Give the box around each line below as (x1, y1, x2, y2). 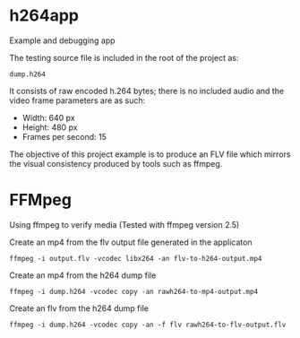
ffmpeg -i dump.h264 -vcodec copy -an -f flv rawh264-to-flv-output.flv (9, 320, 287, 329)
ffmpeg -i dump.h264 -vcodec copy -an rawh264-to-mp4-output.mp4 (9, 287, 258, 296)
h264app (9, 5, 79, 26)
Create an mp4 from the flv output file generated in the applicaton (9, 237, 253, 247)
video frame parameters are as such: (9, 95, 146, 106)
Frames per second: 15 (21, 131, 107, 142)
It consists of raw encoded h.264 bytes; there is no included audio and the (9, 85, 285, 96)
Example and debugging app (9, 35, 116, 46)
